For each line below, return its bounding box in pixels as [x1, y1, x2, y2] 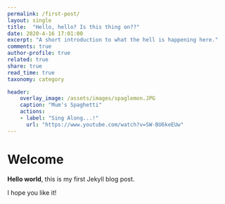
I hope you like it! [7, 188, 57, 197]
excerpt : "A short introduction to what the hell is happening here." [7, 37, 219, 44]
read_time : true [7, 69, 55, 76]
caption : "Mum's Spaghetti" [20, 101, 102, 109]
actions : [20, 108, 46, 115]
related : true [7, 56, 49, 63]
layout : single [7, 17, 52, 24]
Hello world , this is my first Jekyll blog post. [7, 174, 135, 183]
